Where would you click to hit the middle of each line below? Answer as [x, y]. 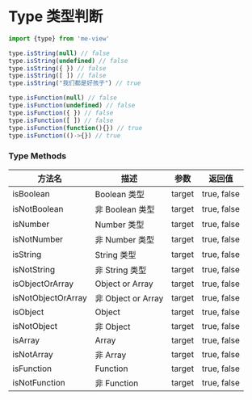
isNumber [31, 224]
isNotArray [33, 354]
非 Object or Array [129, 298]
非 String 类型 [121, 270]
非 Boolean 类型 [125, 209]
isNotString [34, 269]
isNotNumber [38, 239]
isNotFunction [39, 382]
